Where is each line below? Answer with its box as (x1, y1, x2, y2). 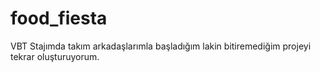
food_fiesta (10, 7, 108, 30)
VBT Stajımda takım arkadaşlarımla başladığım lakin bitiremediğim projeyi (10, 40, 312, 52)
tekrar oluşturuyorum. (10, 50, 100, 62)
